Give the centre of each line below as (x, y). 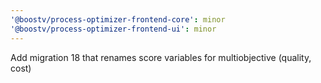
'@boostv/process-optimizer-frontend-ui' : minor (113, 29)
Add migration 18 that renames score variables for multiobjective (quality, (161, 57)
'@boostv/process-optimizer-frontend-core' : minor (118, 19)
